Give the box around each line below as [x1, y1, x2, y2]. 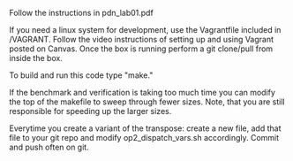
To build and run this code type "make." [9, 70, 154, 80]
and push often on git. [9, 142, 90, 152]
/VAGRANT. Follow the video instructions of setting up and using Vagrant [9, 34, 274, 44]
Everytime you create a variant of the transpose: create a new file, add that [9, 123, 282, 134]
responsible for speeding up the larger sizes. [9, 106, 172, 116]
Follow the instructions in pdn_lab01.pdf [9, 8, 154, 18]
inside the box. [9, 53, 64, 63]
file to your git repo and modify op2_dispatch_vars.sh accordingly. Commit [9, 133, 280, 142]
